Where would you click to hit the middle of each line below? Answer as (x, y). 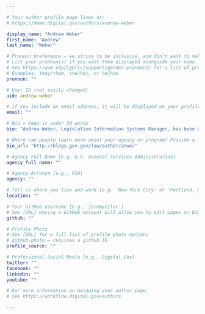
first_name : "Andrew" (34, 40)
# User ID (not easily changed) (47, 90)
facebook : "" (23, 268)
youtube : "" (21, 280)
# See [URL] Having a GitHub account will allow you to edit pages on (98, 212)
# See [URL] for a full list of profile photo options (77, 235)
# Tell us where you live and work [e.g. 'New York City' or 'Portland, (101, 190)
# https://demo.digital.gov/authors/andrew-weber (71, 23)
